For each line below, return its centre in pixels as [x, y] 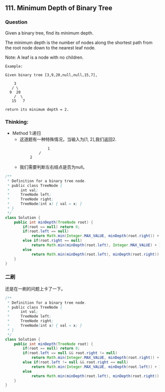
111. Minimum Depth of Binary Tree [59, 8]
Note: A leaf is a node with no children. [44, 57]
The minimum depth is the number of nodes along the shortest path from [79, 42]
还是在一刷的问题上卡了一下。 [35, 288]
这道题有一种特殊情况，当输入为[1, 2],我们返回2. [68, 139]
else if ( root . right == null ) [53, 241]
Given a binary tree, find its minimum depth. [49, 33]
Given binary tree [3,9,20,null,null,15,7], [51, 75]
